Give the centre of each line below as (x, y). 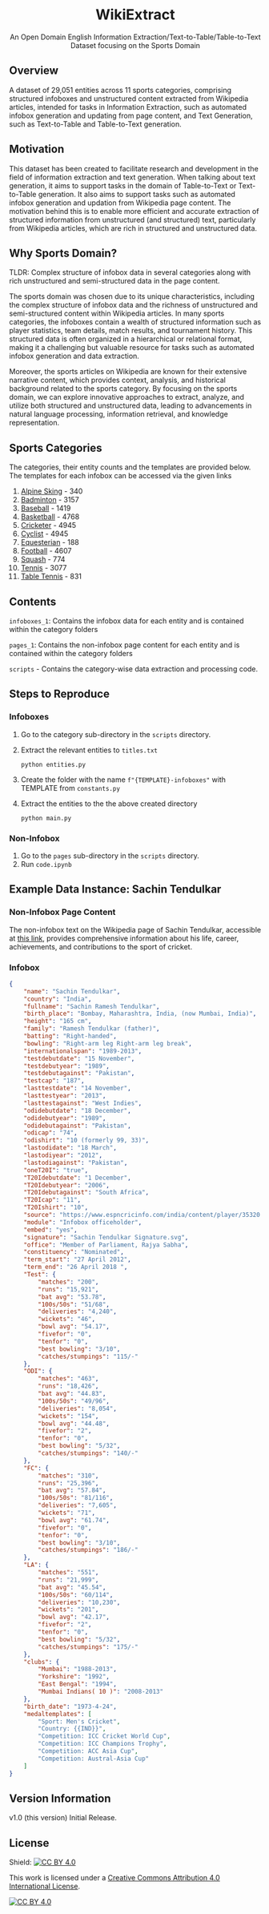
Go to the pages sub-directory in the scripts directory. (110, 856)
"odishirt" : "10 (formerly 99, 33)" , (86, 1140)
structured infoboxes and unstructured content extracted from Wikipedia (129, 99)
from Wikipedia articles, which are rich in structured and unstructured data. (133, 228)
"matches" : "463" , (68, 1379)
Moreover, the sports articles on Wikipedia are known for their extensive (128, 372)
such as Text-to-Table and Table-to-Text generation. (96, 124)
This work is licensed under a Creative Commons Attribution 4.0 (115, 1878)
